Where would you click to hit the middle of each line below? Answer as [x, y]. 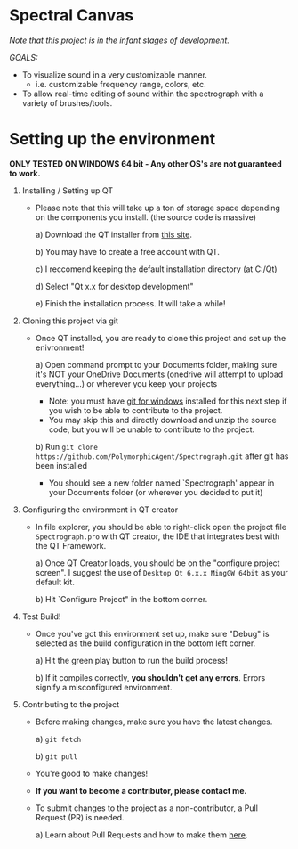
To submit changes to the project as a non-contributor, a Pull [146, 808]
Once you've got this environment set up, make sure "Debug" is [152, 633]
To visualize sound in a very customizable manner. [114, 74]
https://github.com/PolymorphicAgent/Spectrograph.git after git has [162, 456]
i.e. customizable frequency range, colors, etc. [121, 84]
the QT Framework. [71, 545]
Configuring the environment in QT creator [100, 510]
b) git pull [56, 756]
